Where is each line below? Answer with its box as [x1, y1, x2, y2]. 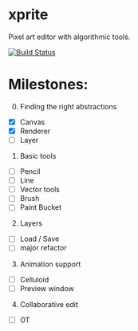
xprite [8, 6, 49, 24]
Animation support [19, 259, 81, 269]
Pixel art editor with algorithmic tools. [8, 32, 131, 41]
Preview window [19, 283, 74, 293]
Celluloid [19, 274, 49, 284]
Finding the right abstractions [19, 101, 117, 111]
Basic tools [19, 152, 57, 161]
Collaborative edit [19, 299, 78, 309]
